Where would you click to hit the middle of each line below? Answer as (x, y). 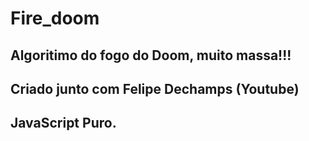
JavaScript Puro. (63, 123)
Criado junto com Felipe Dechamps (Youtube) (155, 88)
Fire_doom (55, 18)
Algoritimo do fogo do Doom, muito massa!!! (151, 55)
